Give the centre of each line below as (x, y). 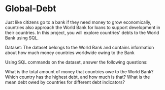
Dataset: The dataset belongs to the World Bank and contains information (80, 47)
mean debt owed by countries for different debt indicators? (65, 82)
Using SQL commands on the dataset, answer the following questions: (76, 62)
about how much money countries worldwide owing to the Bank (70, 53)
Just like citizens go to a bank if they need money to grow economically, (78, 22)
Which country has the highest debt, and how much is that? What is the (78, 77)
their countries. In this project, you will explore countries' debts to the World (82, 32)
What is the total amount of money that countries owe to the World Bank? (79, 71)
